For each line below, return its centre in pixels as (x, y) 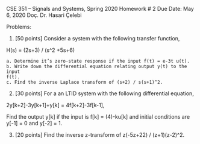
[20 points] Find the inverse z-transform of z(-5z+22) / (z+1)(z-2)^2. (100, 135)
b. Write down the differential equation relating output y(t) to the (97, 66)
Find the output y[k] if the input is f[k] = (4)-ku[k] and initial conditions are (98, 117)
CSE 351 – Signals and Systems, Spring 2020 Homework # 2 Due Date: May (100, 9)
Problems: (19, 27)
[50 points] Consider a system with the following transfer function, (97, 38)
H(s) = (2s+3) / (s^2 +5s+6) (41, 50)
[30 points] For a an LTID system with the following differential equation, (104, 93)
